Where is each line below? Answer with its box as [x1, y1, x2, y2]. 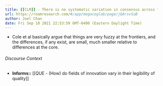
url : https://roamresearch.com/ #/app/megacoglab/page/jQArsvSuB [5, 12, 138, 17]
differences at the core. [12, 44, 59, 50]
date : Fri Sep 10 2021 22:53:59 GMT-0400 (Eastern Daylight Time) [5, 20, 142, 26]
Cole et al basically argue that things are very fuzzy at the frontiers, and [12, 34, 156, 40]
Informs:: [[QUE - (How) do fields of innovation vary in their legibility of [12, 70, 155, 76]
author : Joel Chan [5, 16, 42, 21]
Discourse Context [5, 55, 42, 61]
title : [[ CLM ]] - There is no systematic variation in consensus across [5, 7, 155, 12]
